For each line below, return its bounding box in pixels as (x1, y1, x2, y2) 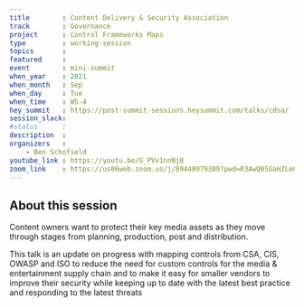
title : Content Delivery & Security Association (9, 13, 229, 23)
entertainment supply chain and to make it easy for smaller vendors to (9, 268, 271, 279)
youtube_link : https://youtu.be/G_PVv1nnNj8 (9, 155, 184, 165)
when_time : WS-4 (9, 97, 88, 107)
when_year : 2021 (9, 72, 88, 81)
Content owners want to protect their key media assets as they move (9, 222, 266, 233)
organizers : (9, 139, 67, 148)
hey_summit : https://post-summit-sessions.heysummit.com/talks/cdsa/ (9, 106, 290, 115)
